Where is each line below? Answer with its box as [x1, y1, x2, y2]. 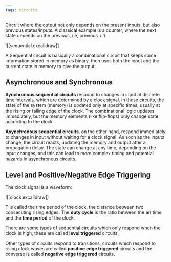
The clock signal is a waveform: [5, 184, 72, 190]
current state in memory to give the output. [5, 63, 96, 69]
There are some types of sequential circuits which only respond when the [5, 225, 161, 231]
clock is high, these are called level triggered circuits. [5, 230, 119, 236]
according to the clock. [5, 119, 54, 125]
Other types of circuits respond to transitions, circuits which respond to [5, 240, 156, 246]
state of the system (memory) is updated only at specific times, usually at [5, 102, 160, 108]
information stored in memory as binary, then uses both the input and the [5, 57, 160, 64]
